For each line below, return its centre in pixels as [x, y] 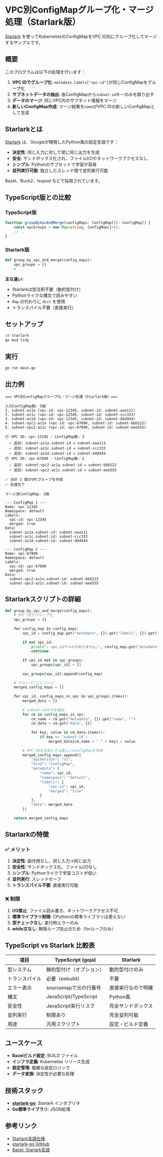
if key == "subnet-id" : [64, 737]
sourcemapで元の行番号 [73, 988]
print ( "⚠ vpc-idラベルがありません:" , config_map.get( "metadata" [95, 647]
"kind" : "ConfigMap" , [53, 764]
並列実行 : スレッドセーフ [37, 879]
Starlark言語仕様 [28, 1139]
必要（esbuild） [64, 979]
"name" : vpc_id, [56, 773]
